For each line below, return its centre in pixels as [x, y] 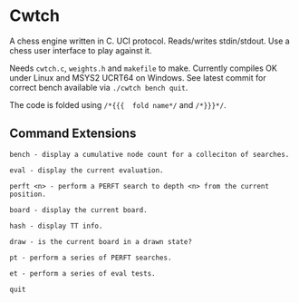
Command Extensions [73, 134]
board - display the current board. [78, 210]
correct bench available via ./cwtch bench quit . [99, 87]
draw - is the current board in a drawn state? [101, 241]
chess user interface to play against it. [81, 50]
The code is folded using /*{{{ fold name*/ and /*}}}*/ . [118, 104]
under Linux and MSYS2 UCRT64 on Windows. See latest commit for [138, 77]
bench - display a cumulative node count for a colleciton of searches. [149, 154]
